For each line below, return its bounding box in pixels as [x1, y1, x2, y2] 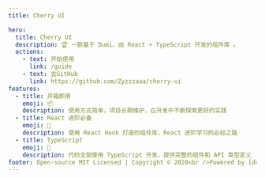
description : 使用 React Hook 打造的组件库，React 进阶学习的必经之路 [22, 129, 238, 137]
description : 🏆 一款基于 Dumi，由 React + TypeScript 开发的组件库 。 [15, 40, 240, 48]
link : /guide [28, 62, 73, 71]
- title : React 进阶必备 [15, 114, 92, 123]
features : [8, 85, 41, 93]
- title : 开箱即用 [15, 92, 71, 100]
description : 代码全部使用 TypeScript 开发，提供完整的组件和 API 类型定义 [22, 151, 252, 159]
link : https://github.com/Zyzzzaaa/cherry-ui [28, 77, 181, 85]
